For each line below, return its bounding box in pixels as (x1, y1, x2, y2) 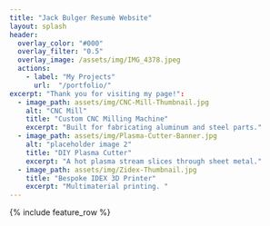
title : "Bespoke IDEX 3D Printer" (25, 173, 156, 182)
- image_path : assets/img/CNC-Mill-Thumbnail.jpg (17, 97, 209, 107)
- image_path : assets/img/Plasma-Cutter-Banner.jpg (17, 132, 218, 141)
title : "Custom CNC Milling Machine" (25, 114, 169, 123)
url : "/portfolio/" (33, 81, 112, 90)
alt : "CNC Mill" (25, 106, 88, 115)
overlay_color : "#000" (17, 38, 104, 48)
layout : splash (9, 22, 67, 31)
